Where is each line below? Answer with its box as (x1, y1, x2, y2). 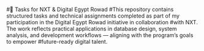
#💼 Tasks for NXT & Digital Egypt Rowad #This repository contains (6, 6, 174, 13)
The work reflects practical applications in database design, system (6, 25, 178, 32)
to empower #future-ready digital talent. (6, 38, 108, 45)
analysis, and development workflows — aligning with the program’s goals (6, 32, 194, 39)
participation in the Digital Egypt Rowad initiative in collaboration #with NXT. (6, 19, 198, 25)
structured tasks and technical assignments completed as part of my (6, 12, 179, 19)
